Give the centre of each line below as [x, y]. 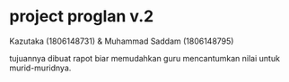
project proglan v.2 [82, 16]
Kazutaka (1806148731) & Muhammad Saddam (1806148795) [122, 41]
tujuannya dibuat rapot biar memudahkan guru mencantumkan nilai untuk [145, 58]
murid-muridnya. [40, 68]
